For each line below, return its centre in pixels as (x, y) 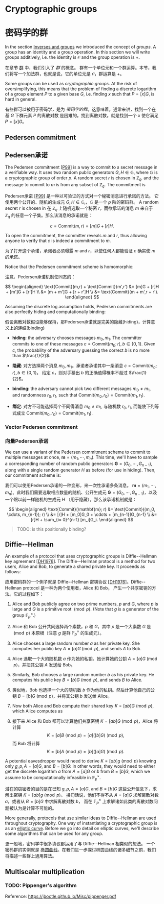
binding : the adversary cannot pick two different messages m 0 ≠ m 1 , (82, 389)
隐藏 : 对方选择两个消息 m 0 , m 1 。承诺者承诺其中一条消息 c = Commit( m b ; (84, 366)
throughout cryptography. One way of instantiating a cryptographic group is (81, 823)
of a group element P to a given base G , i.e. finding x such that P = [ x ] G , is (80, 94)
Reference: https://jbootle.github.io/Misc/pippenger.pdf (61, 896)
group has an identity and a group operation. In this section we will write (78, 52)
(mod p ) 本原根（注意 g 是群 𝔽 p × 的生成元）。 (59, 633)
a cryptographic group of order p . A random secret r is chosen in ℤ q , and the (82, 179)
